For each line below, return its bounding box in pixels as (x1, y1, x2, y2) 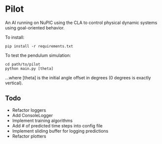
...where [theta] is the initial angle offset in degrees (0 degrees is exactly (5, 74, 151, 80)
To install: (5, 34, 24, 40)
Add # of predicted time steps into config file (12, 122, 103, 128)
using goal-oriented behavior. (5, 24, 65, 30)
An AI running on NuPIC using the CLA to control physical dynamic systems (5, 20, 158, 25)
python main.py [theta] (5, 66, 54, 71)
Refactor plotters (12, 133, 46, 139)
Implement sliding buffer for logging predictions (12, 128, 109, 134)
